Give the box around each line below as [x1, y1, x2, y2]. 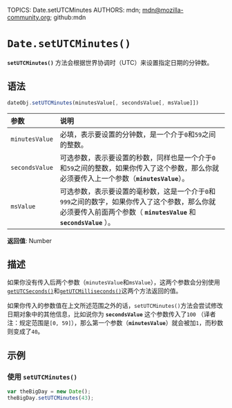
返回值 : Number [7, 236, 52, 244]
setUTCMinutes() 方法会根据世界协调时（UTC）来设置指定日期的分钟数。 [7, 58, 213, 66]
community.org [7, 13, 50, 21]
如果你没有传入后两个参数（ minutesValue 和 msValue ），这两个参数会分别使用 [7, 278, 221, 286]
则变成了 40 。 [7, 327, 44, 336]
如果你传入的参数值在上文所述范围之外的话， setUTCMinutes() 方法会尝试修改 [7, 302, 223, 310]
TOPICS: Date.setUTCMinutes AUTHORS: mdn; [7, 6, 141, 14]
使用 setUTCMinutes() [7, 372, 78, 382]
